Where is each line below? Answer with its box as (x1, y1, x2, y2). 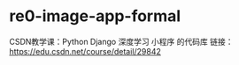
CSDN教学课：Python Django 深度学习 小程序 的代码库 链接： (9, 36, 234, 47)
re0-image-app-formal (9, 6, 181, 26)
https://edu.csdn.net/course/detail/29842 (9, 46, 161, 56)
